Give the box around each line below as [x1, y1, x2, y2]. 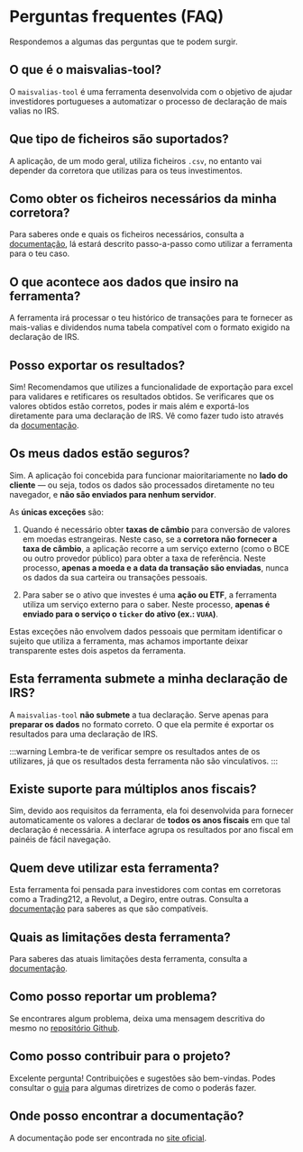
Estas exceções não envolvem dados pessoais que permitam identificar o [9, 626, 283, 636]
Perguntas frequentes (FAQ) [9, 6, 225, 27]
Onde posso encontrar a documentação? [9, 1109, 244, 1124]
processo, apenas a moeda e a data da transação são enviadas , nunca [22, 562, 289, 573]
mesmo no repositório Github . [9, 1022, 120, 1033]
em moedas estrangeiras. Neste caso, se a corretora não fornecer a [22, 534, 278, 544]
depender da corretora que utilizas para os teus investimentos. [9, 165, 243, 176]
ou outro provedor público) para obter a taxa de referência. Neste [22, 553, 266, 563]
